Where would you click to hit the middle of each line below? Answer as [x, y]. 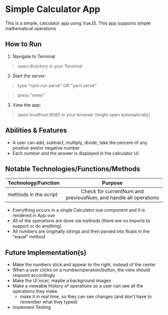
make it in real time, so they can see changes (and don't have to [86, 296]
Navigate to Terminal [34, 56]
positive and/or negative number [46, 148]
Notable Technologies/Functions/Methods [73, 169]
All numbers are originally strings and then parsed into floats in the [81, 231]
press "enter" [31, 95]
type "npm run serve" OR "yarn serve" [57, 85]
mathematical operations [31, 28]
